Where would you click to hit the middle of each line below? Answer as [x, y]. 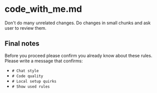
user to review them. [26, 28]
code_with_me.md [43, 9]
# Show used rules [31, 87]
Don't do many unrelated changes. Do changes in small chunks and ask [78, 23]
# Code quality [27, 76]
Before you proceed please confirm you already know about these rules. [78, 55]
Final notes [22, 44]
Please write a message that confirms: [44, 61]
